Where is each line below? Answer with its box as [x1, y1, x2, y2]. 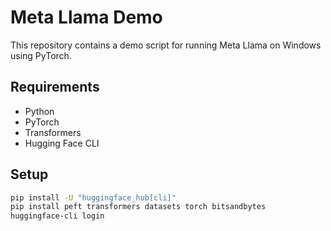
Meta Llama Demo [10, 6, 163, 29]
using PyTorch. [10, 49, 72, 61]
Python [24, 105, 55, 117]
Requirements [10, 79, 100, 96]
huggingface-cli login [10, 211, 105, 221]
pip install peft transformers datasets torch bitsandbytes [10, 202, 267, 212]
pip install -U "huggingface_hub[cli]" [10, 192, 177, 203]
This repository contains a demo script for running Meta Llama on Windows [10, 39, 322, 51]
